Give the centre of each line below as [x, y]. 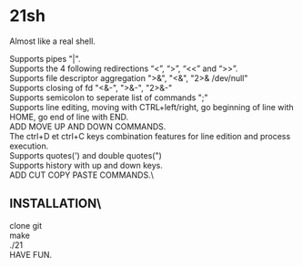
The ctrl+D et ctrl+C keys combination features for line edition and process [150, 136]
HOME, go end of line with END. [69, 117]
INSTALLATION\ [56, 204]
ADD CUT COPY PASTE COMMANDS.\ [82, 175]
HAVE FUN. [31, 254]
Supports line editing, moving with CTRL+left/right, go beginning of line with [151, 107]
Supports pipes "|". [45, 58]
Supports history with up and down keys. [86, 165]
